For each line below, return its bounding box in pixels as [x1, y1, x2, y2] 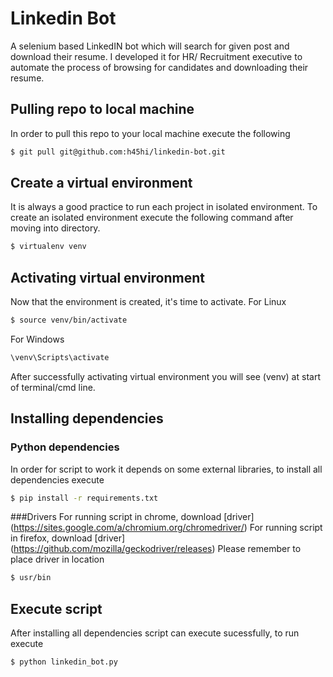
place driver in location [10, 553, 105, 566]
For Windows [10, 333, 65, 345]
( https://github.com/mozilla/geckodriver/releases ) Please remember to [10, 543, 302, 555]
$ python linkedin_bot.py [10, 657, 118, 667]
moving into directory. [10, 222, 101, 234]
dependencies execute [10, 473, 105, 486]
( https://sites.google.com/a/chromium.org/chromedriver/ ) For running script [10, 522, 323, 534]
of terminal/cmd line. [10, 381, 96, 393]
